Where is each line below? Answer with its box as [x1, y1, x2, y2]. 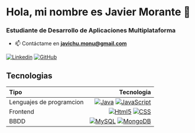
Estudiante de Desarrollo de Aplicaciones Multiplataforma [6, 26, 176, 35]
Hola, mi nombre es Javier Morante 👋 [6, 5, 191, 19]
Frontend [9, 108, 34, 116]
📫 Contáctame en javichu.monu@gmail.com [14, 40, 127, 47]
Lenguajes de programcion [9, 98, 84, 107]
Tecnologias [6, 71, 53, 81]
